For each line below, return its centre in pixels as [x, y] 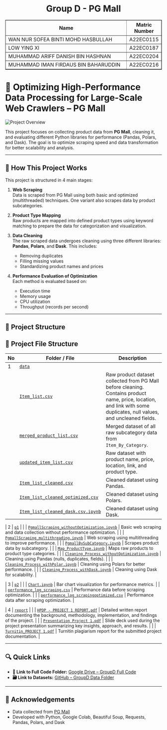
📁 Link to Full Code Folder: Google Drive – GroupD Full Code [74, 672]
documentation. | [23, 636]
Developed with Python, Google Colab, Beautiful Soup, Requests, [79, 717]
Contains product [126, 393]
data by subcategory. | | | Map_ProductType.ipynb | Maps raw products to [79, 548]
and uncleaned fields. [131, 418]
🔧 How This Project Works [46, 168]
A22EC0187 [144, 48]
